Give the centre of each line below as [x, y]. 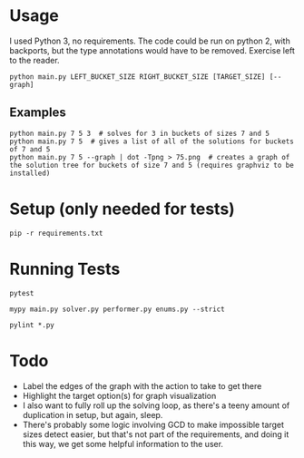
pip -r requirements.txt [56, 233]
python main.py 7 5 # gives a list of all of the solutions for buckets [152, 141]
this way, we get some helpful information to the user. [123, 443]
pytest [22, 293]
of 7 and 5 [30, 149]
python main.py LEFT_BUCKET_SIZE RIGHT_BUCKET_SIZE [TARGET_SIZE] [137, 77]
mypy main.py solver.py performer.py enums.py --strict [117, 309]
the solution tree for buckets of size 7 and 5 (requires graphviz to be [152, 165]
